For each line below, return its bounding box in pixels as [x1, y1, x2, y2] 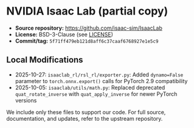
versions [15, 96, 37, 104]
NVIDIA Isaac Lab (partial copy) [6, 4, 168, 18]
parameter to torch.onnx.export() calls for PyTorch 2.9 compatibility [15, 77, 188, 84]
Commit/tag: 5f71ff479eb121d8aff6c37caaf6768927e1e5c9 [15, 37, 159, 44]
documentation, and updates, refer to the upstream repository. [6, 115, 163, 122]
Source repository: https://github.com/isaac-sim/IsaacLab [15, 24, 163, 32]
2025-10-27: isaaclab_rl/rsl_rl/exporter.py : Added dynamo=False [15, 71, 184, 78]
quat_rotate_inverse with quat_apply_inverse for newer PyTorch [15, 90, 178, 98]
